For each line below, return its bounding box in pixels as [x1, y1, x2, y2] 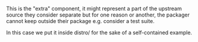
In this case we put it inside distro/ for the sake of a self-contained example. [6, 29, 192, 36]
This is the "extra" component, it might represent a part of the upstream [6, 5, 183, 12]
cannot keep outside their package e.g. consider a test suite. [6, 18, 155, 24]
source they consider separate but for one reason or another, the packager [6, 11, 190, 18]
